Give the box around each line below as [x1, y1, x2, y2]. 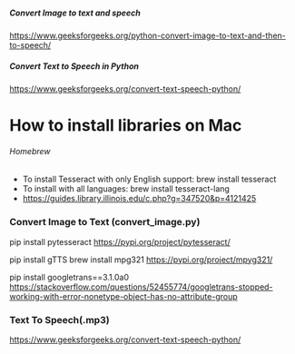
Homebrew [9, 145, 52, 156]
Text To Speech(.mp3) [9, 313, 111, 326]
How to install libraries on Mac [9, 115, 242, 136]
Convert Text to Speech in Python [9, 60, 139, 72]
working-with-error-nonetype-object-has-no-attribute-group [9, 290, 238, 301]
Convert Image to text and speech [9, 7, 141, 18]
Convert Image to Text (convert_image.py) [9, 216, 201, 229]
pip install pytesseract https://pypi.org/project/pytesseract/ [9, 236, 231, 247]
